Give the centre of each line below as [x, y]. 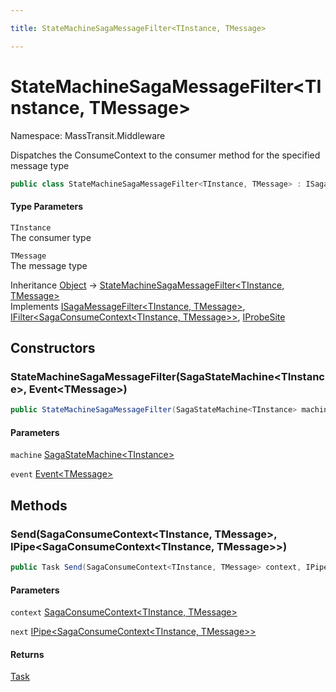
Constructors [53, 348]
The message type [49, 265]
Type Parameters [47, 207]
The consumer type [51, 237]
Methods [39, 505]
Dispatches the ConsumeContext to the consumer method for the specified [165, 155]
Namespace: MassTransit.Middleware [88, 135]
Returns [27, 654]
